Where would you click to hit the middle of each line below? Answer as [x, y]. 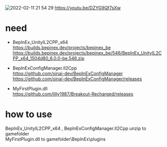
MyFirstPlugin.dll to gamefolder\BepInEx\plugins [55, 139]
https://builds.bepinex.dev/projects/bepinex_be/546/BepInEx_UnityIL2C [87, 53]
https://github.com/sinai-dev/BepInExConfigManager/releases [77, 79]
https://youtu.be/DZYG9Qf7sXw [88, 8]
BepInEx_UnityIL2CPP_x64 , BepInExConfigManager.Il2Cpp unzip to [76, 128]
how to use [29, 114]
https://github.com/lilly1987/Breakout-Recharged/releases [73, 94]
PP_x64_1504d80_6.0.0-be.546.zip [48, 58]
